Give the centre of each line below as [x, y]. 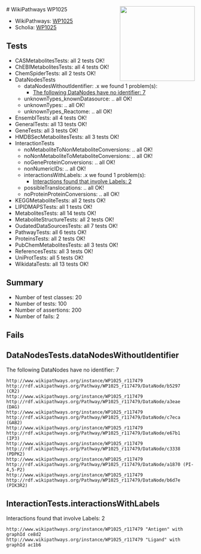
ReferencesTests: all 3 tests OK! [54, 251]
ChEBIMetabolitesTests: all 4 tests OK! [62, 67]
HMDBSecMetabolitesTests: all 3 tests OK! [67, 136]
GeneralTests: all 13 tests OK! [51, 124]
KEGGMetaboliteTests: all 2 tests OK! [60, 200]
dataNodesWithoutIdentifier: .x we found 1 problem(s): [90, 86]
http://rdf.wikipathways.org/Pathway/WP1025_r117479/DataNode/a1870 [93, 464]
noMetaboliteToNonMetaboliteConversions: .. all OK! [88, 150]
